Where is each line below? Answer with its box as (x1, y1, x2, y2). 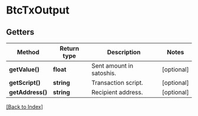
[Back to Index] (6, 104, 43, 110)
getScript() (9, 79, 41, 87)
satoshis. (91, 69, 117, 77)
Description (107, 48, 141, 56)
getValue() (9, 65, 40, 74)
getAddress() (9, 88, 48, 96)
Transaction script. (91, 79, 143, 87)
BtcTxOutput (6, 4, 70, 17)
